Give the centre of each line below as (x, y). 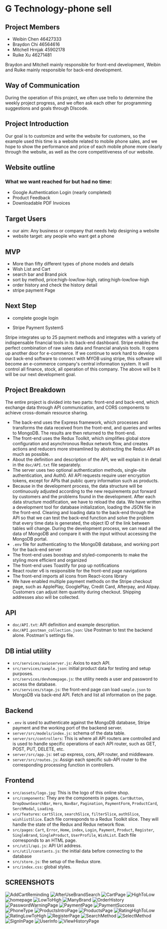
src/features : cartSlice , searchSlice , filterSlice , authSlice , (76, 814)
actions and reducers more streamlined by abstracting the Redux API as (86, 449)
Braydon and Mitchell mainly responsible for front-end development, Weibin (83, 65)
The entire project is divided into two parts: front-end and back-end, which (82, 402)
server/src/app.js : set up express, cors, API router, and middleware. (83, 754)
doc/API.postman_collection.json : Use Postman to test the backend (83, 630)
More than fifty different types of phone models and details (73, 264)
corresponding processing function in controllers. (63, 765)
